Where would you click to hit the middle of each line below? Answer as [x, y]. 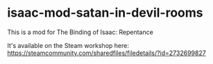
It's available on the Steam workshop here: [68, 45]
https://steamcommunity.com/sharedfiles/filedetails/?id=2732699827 [106, 53]
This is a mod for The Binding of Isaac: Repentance [80, 32]
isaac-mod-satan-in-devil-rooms [105, 13]
